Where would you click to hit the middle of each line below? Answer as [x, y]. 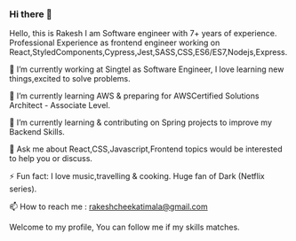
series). [23, 189]
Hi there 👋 [31, 14]
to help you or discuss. [51, 159]
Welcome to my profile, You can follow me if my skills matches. [124, 227]
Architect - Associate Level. [60, 105]
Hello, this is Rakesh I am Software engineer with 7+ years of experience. [143, 34]
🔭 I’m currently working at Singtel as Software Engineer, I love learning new [147, 69]
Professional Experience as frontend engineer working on [115, 43]
